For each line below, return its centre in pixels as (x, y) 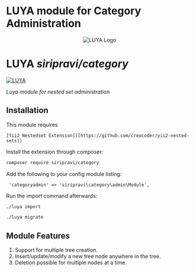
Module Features (38, 236)
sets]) (14, 140)
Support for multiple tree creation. (56, 250)
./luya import (24, 207)
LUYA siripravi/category (67, 64)
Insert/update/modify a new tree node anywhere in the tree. (88, 257)
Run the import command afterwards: (52, 196)
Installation (27, 111)
